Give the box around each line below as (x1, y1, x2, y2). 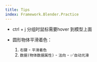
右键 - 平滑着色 (19, 47, 47, 53)
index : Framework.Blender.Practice (5, 12, 79, 17)
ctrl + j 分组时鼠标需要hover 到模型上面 (12, 26, 93, 32)
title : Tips (5, 7, 30, 12)
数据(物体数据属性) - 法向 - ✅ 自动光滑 (19, 52, 89, 58)
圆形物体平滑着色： (12, 37, 52, 43)
